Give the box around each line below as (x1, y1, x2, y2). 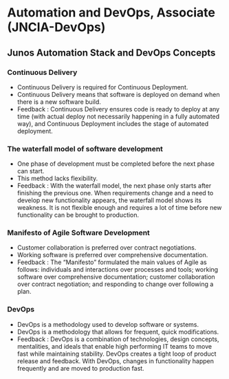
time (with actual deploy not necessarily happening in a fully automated (17, 112, 220, 120)
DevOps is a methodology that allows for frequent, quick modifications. (17, 327, 219, 336)
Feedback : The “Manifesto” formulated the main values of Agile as (17, 258, 208, 266)
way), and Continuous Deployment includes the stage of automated (17, 119, 209, 128)
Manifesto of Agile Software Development (7, 228, 150, 238)
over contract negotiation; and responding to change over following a (17, 280, 214, 288)
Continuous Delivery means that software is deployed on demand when (17, 90, 220, 98)
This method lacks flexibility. (17, 174, 98, 183)
